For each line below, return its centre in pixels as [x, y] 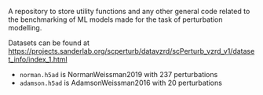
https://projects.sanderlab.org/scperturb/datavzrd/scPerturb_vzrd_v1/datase [131, 51]
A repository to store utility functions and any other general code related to [129, 11]
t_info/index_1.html [38, 59]
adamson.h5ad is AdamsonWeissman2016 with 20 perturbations [121, 83]
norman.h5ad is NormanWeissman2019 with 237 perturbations [119, 74]
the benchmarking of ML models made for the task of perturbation [115, 19]
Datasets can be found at [49, 43]
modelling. [25, 28]
